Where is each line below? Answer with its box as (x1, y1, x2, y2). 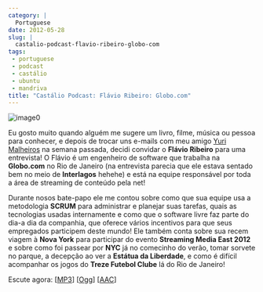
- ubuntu (11, 77, 41, 85)
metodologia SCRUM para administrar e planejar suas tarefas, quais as (8, 201, 237, 211)
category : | (8, 11, 47, 20)
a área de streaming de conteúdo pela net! (8, 178, 146, 188)
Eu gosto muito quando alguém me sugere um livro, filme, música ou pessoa (8, 128, 256, 138)
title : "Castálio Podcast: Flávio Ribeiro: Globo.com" (8, 92, 192, 99)
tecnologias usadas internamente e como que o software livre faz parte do (8, 210, 250, 219)
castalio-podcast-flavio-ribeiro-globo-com (15, 41, 159, 49)
